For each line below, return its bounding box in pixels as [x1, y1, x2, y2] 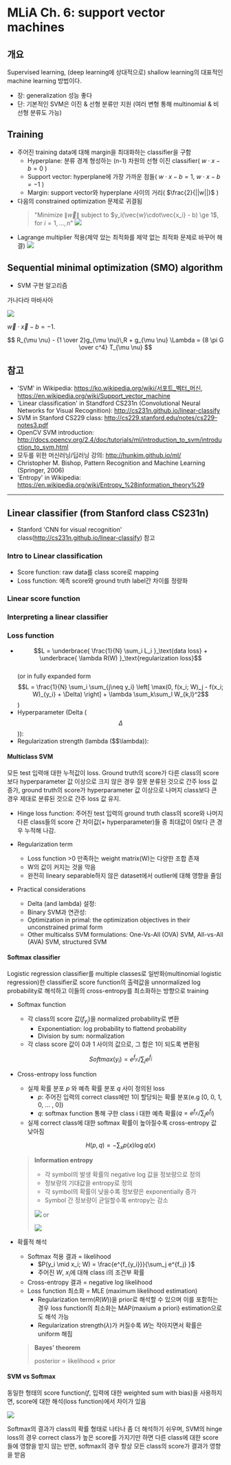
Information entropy [34, 1155, 93, 1164]
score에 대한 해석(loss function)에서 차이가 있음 [16, 1397, 146, 1405]
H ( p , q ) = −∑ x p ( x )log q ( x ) [85, 1141, 156, 1151]
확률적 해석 [16, 1237, 47, 1246]
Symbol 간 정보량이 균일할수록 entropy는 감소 [44, 1195, 168, 1204]
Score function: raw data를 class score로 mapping [16, 567, 159, 576]
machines [7, 19, 65, 35]
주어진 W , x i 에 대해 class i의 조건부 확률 [37, 1268, 145, 1278]
